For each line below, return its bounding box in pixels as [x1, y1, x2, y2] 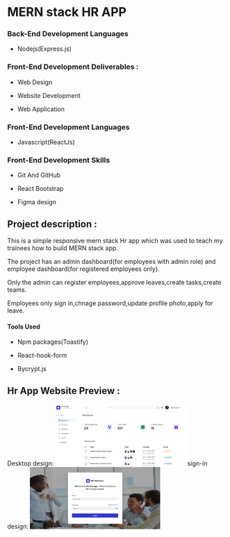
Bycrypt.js [17, 365, 47, 373]
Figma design [17, 198, 57, 206]
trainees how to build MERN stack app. [7, 244, 118, 252]
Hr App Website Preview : [7, 385, 120, 397]
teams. [7, 286, 27, 294]
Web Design [17, 78, 53, 86]
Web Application [17, 105, 65, 113]
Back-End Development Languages [7, 29, 129, 39]
